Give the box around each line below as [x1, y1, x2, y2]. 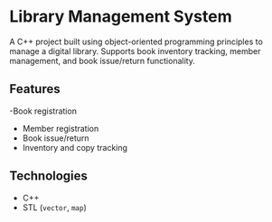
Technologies [9, 169, 89, 184]
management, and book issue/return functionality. [9, 55, 196, 66]
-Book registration [9, 106, 77, 116]
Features [9, 81, 61, 97]
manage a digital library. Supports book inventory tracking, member [9, 45, 261, 56]
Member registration [22, 123, 99, 134]
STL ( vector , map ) [22, 201, 88, 213]
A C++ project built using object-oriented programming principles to [9, 36, 264, 47]
